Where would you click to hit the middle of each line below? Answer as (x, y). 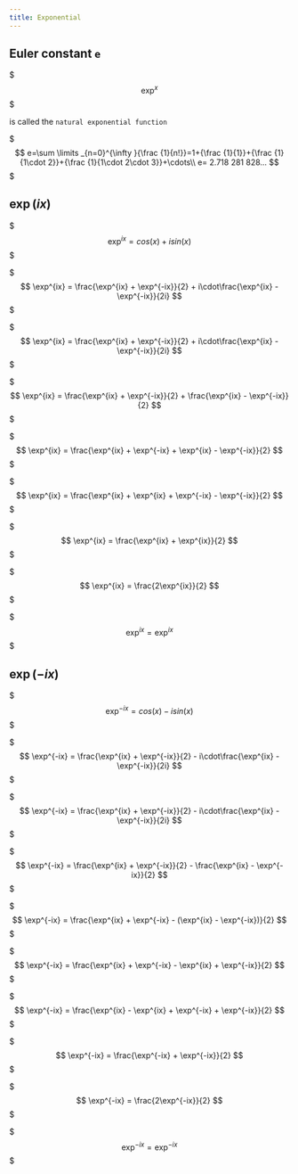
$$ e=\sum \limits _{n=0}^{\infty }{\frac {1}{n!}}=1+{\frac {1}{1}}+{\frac (144, 153)
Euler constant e (55, 54)
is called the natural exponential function (88, 122)
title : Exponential (45, 17)
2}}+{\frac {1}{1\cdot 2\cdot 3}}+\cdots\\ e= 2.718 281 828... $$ (164, 162)
